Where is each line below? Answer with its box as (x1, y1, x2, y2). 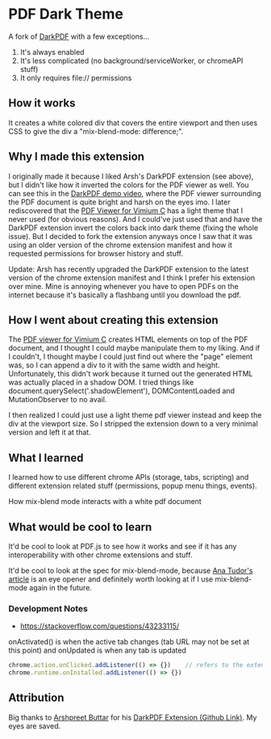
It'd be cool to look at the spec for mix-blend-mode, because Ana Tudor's (8, 566, 253, 575)
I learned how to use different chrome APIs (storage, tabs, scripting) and (8, 472, 249, 482)
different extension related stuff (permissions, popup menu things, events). (8, 481, 257, 491)
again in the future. (29, 583, 93, 592)
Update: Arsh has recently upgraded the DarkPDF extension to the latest (8, 264, 249, 274)
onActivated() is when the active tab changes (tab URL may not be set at (8, 637, 250, 647)
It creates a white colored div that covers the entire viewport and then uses (8, 118, 258, 128)
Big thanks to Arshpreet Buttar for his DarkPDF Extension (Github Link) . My (8, 712, 257, 722)
